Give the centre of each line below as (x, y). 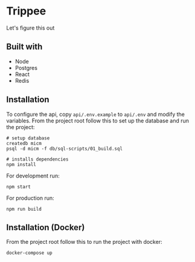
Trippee (26, 11)
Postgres (26, 68)
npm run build (24, 209)
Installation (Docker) (46, 227)
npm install (21, 164)
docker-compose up (29, 253)
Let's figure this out (30, 28)
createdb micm (24, 143)
